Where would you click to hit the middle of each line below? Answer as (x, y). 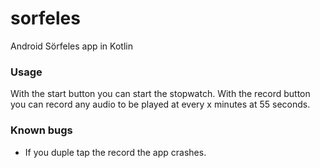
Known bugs (41, 130)
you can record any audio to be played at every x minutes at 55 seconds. (160, 104)
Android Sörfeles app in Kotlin (71, 46)
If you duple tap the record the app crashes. (115, 152)
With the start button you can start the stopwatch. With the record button (160, 94)
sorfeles (45, 18)
